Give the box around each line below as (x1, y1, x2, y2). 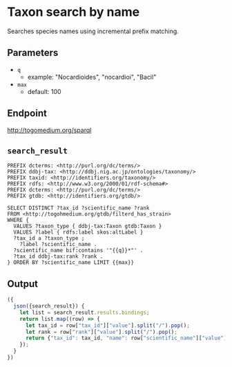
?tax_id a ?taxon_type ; (13, 235, 85, 242)
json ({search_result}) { (13, 303, 85, 310)
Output (7, 278, 38, 290)
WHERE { (7, 217, 30, 224)
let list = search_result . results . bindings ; (19, 309, 150, 316)
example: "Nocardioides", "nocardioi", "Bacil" (27, 73, 157, 81)
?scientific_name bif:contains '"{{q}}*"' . (13, 247, 144, 254)
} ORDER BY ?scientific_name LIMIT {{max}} (7, 259, 135, 266)
